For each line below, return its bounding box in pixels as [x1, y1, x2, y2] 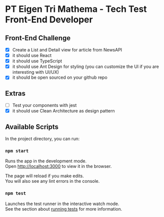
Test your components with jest [12, 103, 77, 108]
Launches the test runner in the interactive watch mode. [5, 201, 120, 207]
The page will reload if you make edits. [5, 173, 84, 179]
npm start [5, 148, 29, 154]
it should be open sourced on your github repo [12, 74, 108, 80]
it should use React [12, 53, 52, 58]
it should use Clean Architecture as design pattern [12, 108, 115, 114]
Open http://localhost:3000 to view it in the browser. [5, 163, 112, 169]
